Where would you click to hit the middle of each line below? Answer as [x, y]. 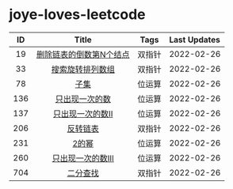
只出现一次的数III [83, 158]
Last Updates [195, 40]
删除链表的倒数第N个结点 [83, 55]
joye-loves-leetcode [77, 15]
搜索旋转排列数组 [83, 69]
